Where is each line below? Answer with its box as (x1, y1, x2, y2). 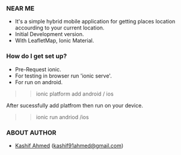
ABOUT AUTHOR (6, 128, 57, 136)
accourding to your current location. (14, 24, 105, 31)
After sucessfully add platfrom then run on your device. (6, 102, 143, 109)
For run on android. (14, 78, 63, 85)
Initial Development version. (14, 31, 84, 38)
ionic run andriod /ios (35, 113, 89, 121)
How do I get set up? (6, 52, 67, 61)
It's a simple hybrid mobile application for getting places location (14, 18, 176, 25)
